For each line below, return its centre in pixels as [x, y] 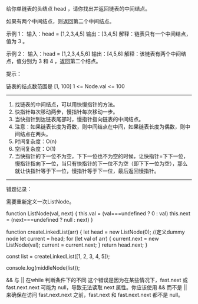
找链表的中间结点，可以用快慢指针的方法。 [66, 104]
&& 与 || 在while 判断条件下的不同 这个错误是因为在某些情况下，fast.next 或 [97, 280]
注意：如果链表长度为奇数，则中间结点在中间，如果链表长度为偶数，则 [100, 127]
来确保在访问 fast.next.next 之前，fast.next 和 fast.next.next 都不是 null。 [95, 295]
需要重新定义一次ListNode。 [40, 202]
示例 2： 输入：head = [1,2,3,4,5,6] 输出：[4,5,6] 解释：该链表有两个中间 [94, 54]
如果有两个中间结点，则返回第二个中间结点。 [60, 21]
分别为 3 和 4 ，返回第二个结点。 [61, 61]
